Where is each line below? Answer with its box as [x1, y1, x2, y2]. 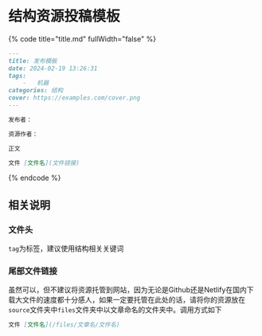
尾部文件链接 [8, 266, 58, 277]
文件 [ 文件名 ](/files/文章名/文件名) [8, 321, 120, 329]
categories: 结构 [8, 87, 64, 95]
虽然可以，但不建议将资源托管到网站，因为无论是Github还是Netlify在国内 [8, 285, 247, 295]
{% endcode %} [8, 173, 61, 183]
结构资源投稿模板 [8, 7, 121, 25]
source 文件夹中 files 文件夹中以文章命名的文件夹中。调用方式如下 [8, 305, 222, 315]
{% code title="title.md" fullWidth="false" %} [8, 33, 157, 44]
